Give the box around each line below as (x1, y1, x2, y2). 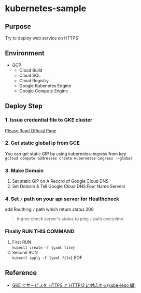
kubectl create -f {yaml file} (12, 245, 75, 250)
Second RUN (12, 249, 38, 255)
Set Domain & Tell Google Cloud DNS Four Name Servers (12, 183, 126, 190)
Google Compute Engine (19, 88, 69, 94)
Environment (5, 49, 45, 57)
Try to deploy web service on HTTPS (5, 35, 79, 41)
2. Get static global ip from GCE (5, 139, 80, 146)
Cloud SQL (19, 72, 41, 78)
